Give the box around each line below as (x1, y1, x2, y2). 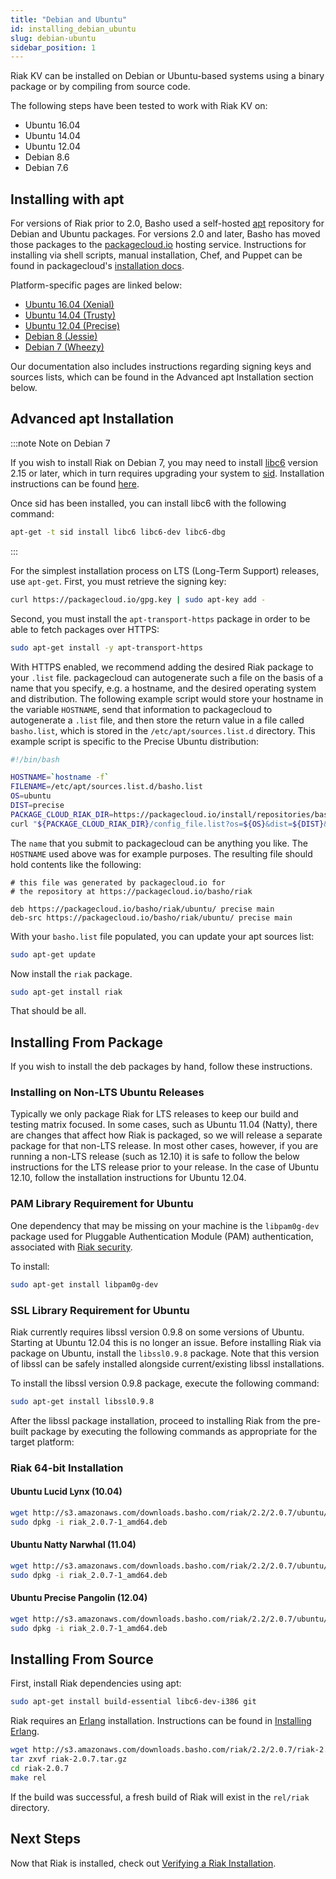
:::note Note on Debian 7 (10, 437, 111, 449)
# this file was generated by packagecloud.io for (10, 877, 226, 888)
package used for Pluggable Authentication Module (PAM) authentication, (10, 1230, 314, 1242)
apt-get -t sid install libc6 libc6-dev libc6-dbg (10, 527, 226, 537)
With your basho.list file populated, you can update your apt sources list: (10, 930, 315, 942)
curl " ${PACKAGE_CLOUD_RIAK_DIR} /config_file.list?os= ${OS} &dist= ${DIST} (10, 819, 325, 829)
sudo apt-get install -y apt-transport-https (10, 642, 203, 653)
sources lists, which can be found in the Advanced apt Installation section (10, 371, 314, 383)
